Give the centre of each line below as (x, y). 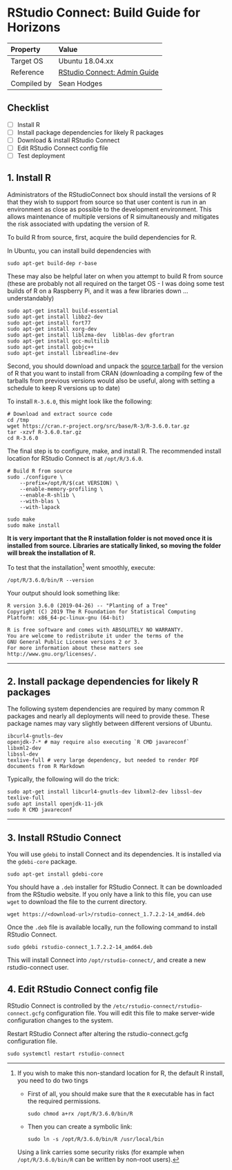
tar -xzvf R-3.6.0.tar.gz (44, 432)
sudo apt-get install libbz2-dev (55, 317)
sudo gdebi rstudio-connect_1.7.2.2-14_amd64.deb (80, 948)
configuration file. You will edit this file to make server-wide (130, 1013)
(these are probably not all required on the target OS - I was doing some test (116, 283)
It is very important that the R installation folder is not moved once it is (110, 538)
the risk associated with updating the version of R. (78, 224)
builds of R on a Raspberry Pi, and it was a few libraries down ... (98, 291)
